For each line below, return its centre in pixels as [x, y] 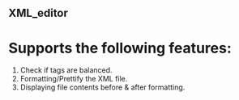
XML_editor [38, 13]
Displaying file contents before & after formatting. [102, 87]
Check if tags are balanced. [66, 70]
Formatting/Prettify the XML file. [74, 79]
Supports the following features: [120, 48]
